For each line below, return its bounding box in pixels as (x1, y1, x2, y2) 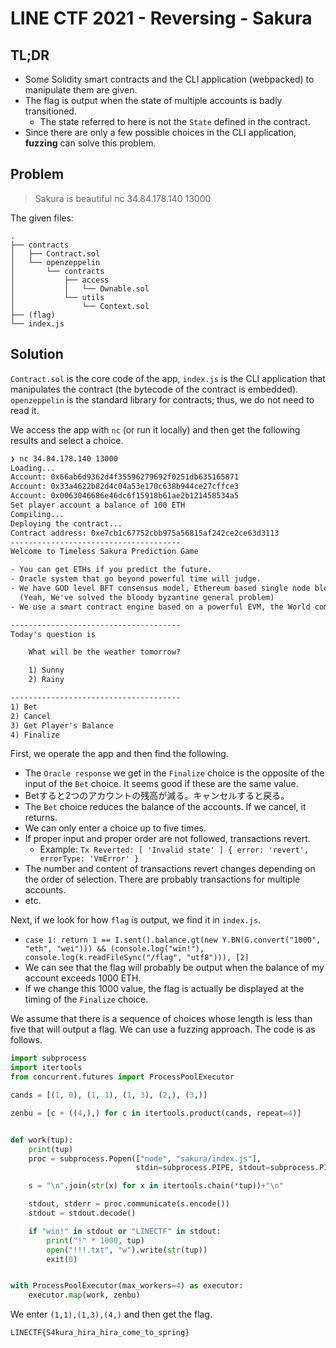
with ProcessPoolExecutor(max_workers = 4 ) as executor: (10, 1281, 244, 1291)
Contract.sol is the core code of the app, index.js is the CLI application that (10, 372, 326, 384)
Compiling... (10, 509, 65, 519)
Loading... (10, 463, 56, 473)
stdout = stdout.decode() (28, 1208, 137, 1218)
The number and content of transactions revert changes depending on (24, 863, 316, 875)
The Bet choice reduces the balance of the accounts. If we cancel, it (24, 801, 307, 813)
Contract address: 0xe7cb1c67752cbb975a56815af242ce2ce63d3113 (10, 528, 280, 538)
